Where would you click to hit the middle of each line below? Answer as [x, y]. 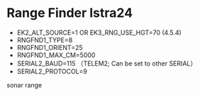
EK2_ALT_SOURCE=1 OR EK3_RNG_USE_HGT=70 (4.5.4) [99, 32]
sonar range [24, 85]
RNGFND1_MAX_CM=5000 [56, 55]
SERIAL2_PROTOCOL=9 [52, 71]
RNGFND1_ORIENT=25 [50, 47]
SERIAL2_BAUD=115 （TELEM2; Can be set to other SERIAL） [107, 63]
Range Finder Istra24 [70, 13]
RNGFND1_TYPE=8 [45, 40]
